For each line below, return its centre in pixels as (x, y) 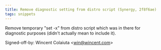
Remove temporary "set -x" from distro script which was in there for (73, 28)
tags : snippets (20, 14)
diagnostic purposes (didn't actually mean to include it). (60, 33)
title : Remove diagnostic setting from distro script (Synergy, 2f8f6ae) (81, 9)
